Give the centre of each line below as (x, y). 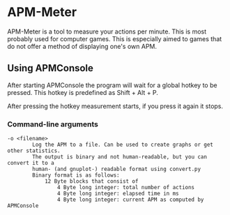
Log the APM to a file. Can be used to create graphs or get (123, 145)
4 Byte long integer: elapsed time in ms (118, 194)
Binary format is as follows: (76, 175)
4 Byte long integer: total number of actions (126, 188)
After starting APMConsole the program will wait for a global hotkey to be (112, 85)
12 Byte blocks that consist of (91, 181)
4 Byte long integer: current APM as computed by (130, 200)
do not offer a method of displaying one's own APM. (82, 46)
